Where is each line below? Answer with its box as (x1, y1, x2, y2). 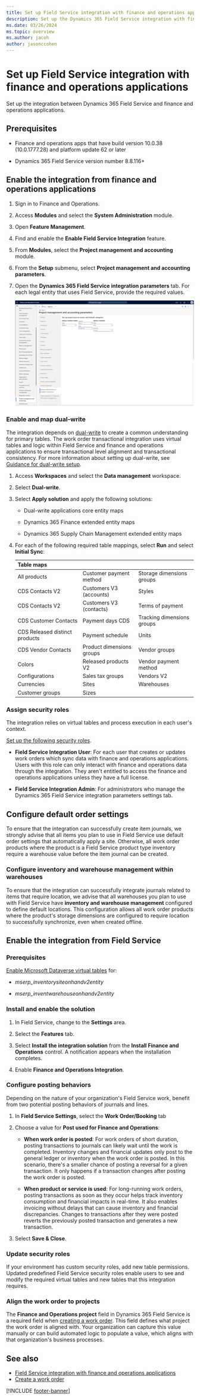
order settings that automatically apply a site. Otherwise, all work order (6, 838, 180, 845)
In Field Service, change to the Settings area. (14, 1018, 127, 1026)
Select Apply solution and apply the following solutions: (14, 495, 153, 502)
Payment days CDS (82, 617, 130, 624)
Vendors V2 (138, 673, 168, 680)
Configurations (17, 673, 55, 680)
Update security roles (6, 1249, 70, 1258)
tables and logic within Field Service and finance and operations (6, 441, 164, 449)
